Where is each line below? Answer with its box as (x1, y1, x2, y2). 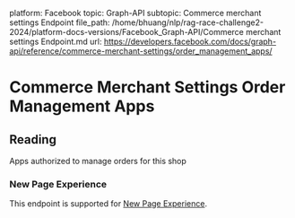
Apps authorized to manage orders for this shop (9, 156, 187, 166)
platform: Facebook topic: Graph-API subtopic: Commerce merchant (9, 8, 262, 18)
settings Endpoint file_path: (9, 17, 110, 28)
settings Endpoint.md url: (9, 36, 102, 47)
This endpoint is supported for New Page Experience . (9, 198, 208, 209)
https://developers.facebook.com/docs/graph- (103, 36, 276, 47)
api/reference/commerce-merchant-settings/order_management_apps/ (9, 46, 273, 57)
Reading (9, 132, 56, 147)
